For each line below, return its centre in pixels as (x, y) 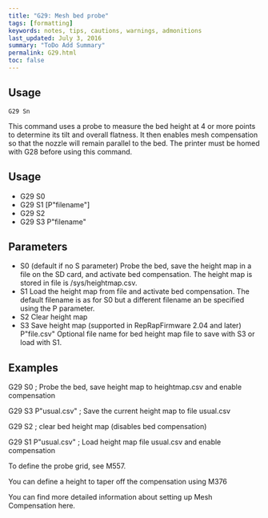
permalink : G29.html (43, 53)
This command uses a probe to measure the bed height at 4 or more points (132, 126)
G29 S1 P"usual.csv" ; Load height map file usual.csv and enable (115, 442)
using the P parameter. (57, 308)
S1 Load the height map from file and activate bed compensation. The (134, 291)
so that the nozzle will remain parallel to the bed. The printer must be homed (134, 143)
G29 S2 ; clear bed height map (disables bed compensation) (108, 427)
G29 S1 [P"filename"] (55, 204)
